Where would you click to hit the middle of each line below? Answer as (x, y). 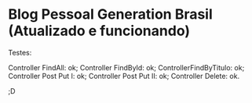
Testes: (20, 52)
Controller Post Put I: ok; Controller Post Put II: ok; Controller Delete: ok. (124, 76)
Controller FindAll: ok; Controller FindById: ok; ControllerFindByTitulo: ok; (126, 67)
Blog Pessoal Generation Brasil (111, 14)
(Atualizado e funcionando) (99, 31)
